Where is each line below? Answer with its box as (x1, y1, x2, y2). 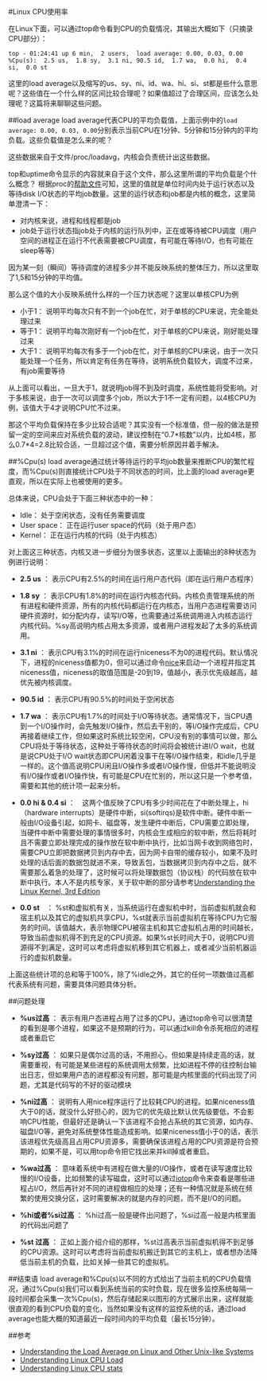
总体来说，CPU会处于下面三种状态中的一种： (8, 493, 156, 503)
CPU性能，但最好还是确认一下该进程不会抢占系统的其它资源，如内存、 (26, 1117, 258, 1126)
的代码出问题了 (19, 1220, 69, 1230)
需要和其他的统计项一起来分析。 (19, 781, 125, 790)
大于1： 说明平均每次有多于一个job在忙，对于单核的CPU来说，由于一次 (19, 346, 252, 356)
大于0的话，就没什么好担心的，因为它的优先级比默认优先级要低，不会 (19, 1107, 248, 1116)
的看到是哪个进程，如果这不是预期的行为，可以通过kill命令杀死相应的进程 (19, 1024, 259, 1032)
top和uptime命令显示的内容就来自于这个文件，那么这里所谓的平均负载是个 (8, 170, 250, 178)
